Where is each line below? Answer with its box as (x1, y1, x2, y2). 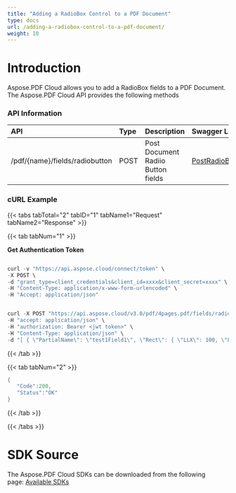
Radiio (145, 156, 166, 166)
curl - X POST (7, 310, 46, 317)
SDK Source (7, 447, 79, 463)
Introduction (7, 60, 81, 76)
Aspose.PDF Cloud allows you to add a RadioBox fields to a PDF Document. (7, 84, 226, 92)
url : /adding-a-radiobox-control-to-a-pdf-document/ (7, 23, 165, 30)
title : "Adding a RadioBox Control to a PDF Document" (7, 10, 171, 18)
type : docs (7, 17, 39, 24)
